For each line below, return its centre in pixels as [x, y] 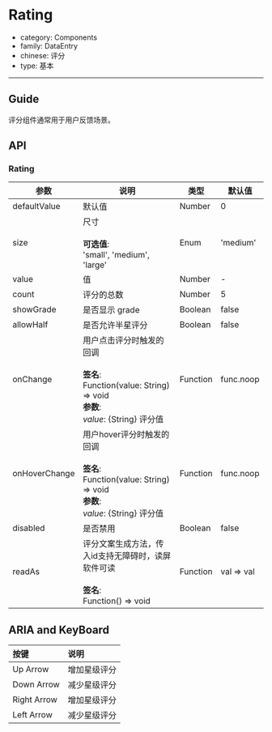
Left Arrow [32, 715]
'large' [95, 265]
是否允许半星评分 [115, 326]
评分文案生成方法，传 [123, 544]
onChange [32, 380]
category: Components [59, 37]
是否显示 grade [111, 310]
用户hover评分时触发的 [126, 435]
